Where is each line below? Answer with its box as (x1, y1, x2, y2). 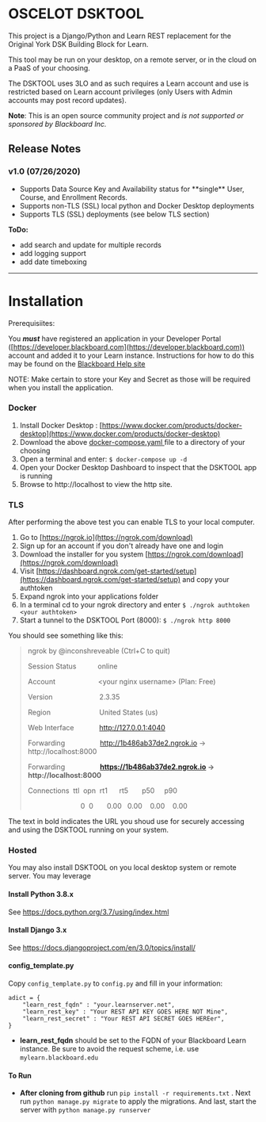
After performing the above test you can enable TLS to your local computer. (8, 517, 255, 527)
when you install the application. (8, 382, 114, 393)
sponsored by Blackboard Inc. (8, 119, 107, 128)
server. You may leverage (8, 871, 91, 881)
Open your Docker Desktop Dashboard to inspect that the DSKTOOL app (19, 462, 257, 472)
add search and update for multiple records (19, 239, 162, 250)
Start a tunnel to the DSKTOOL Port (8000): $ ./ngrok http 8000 (19, 615, 231, 625)
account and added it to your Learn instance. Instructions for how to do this (8, 350, 255, 360)
